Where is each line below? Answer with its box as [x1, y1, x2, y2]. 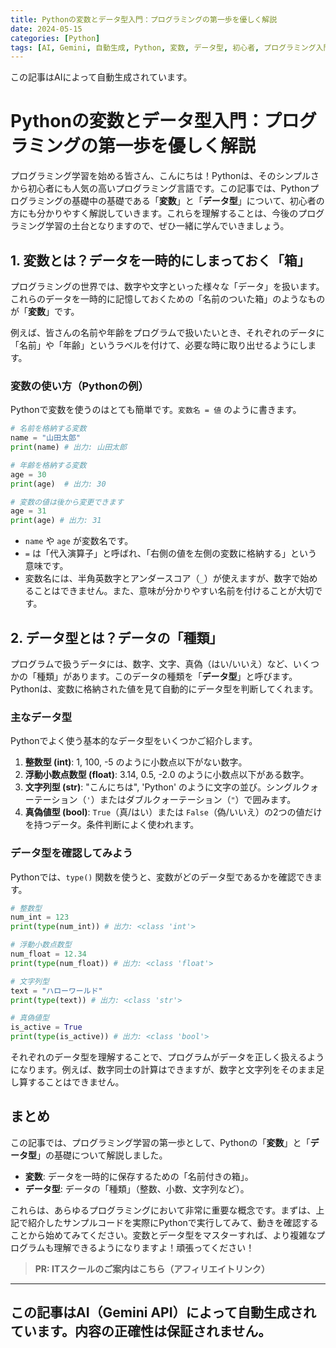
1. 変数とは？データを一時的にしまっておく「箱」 [10, 252, 311, 269]
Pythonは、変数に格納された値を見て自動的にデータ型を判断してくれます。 [10, 682, 319, 695]
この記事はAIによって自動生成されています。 [10, 71, 193, 83]
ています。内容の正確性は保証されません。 [10, 1323, 272, 1340]
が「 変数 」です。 [10, 306, 80, 317]
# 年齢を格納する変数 [10, 460, 87, 470]
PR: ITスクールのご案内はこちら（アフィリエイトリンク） [34, 1262, 271, 1275]
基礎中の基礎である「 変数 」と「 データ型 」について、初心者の [71, 195, 325, 207]
